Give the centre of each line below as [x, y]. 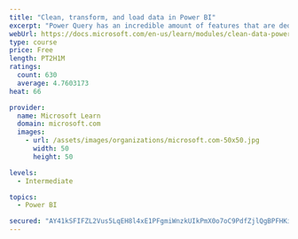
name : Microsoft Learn [59, 116]
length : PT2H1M [37, 58]
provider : [27, 107]
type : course [33, 42]
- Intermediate [45, 181]
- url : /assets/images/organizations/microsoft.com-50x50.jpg [142, 141]
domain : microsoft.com [59, 124]
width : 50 [51, 149]
